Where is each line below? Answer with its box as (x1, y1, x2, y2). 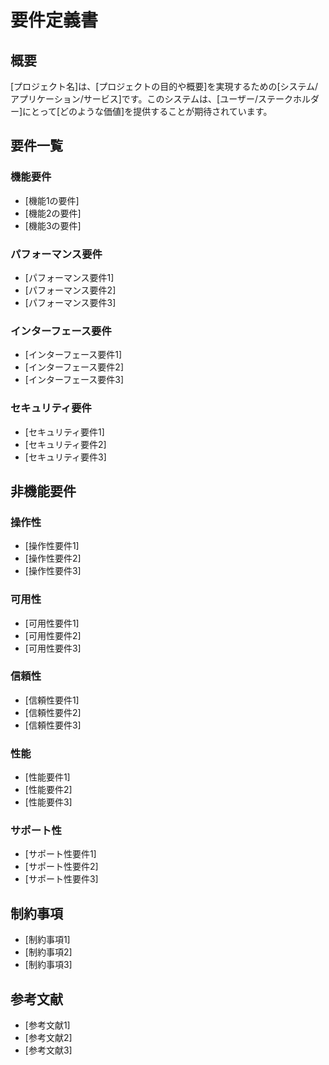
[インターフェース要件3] (24, 374, 125, 386)
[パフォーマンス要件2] (24, 284, 117, 296)
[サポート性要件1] (24, 848, 97, 860)
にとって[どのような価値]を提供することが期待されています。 (22, 106, 273, 117)
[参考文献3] (24, 1044, 73, 1056)
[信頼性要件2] (24, 706, 82, 718)
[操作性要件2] (24, 552, 82, 565)
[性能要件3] (24, 796, 73, 808)
